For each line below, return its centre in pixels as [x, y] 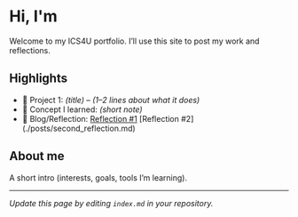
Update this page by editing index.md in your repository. [111, 203]
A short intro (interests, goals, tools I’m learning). [98, 177]
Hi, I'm [33, 16]
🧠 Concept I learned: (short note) [82, 109]
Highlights [39, 79]
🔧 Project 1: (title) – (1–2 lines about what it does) [111, 100]
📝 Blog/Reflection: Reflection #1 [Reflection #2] [108, 118]
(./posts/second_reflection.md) [78, 128]
